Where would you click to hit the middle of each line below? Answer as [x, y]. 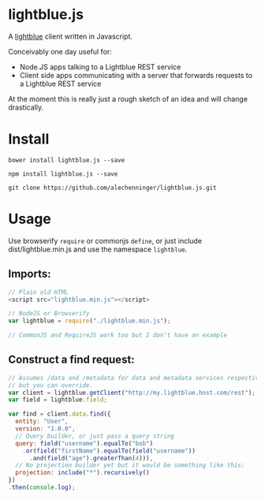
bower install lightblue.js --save [67, 160]
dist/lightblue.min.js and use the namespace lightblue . [98, 249]
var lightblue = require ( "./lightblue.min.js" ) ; [90, 321]
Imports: [30, 274]
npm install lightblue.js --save [63, 174]
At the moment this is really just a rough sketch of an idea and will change [128, 99]
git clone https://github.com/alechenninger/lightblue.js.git [112, 188]
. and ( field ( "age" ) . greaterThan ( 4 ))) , [91, 458]
